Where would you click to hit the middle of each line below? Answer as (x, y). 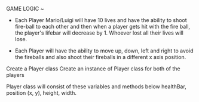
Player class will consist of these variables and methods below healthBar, (96, 86)
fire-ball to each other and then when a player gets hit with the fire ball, (102, 27)
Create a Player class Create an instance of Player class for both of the (93, 69)
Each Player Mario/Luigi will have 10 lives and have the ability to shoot (101, 20)
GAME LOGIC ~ (25, 9)
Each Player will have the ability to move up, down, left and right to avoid (104, 51)
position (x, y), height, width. (41, 93)
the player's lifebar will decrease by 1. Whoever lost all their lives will (99, 33)
